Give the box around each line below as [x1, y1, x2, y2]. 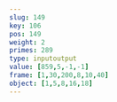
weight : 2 [9, 37, 46, 47]
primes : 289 [9, 46, 53, 55]
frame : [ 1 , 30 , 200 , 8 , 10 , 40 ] [9, 71, 109, 80]
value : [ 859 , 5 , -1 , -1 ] [9, 63, 90, 72]
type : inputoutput [9, 54, 77, 63]
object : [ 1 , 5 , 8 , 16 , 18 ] [9, 79, 93, 88]
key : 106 [9, 21, 42, 30]
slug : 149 [9, 12, 46, 22]
